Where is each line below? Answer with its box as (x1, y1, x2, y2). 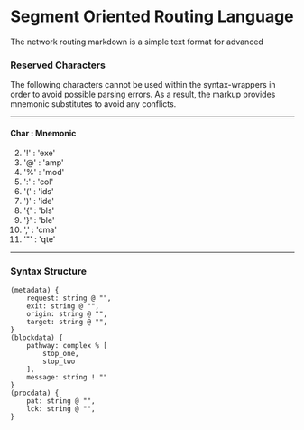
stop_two (42, 357, 76, 366)
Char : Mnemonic (10, 127, 77, 138)
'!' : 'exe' (23, 147, 56, 159)
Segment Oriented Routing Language (10, 6, 294, 27)
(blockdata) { (10, 332, 64, 342)
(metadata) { (10, 285, 60, 294)
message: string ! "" (26, 372, 107, 381)
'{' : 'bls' (23, 205, 55, 216)
